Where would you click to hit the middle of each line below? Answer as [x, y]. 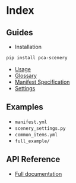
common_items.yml [36, 135]
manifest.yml [31, 122]
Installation [28, 47]
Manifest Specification [42, 82]
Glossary [26, 75]
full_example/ [32, 141]
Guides [20, 33]
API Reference [33, 159]
